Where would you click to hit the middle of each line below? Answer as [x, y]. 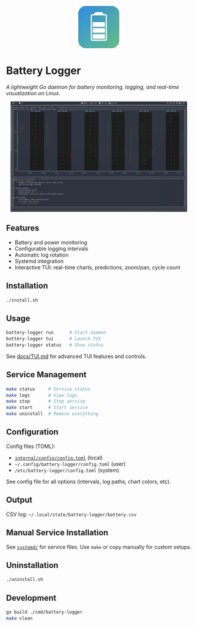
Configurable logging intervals [51, 249]
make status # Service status [49, 389]
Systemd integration [39, 261]
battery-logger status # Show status [55, 345]
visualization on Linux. [33, 93]
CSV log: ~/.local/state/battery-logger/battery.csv [71, 514]
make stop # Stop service [46, 401]
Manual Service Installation [57, 533]
